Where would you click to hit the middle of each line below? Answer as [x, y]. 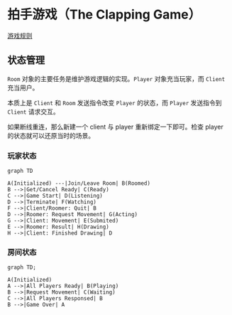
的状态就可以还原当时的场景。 [51, 135]
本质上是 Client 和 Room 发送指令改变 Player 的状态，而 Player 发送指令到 [115, 102]
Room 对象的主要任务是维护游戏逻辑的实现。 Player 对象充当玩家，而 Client [116, 78]
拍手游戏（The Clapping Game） [104, 15]
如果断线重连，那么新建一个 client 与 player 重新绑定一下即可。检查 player [115, 127]
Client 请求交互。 [33, 112]
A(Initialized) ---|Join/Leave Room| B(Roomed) [79, 183]
